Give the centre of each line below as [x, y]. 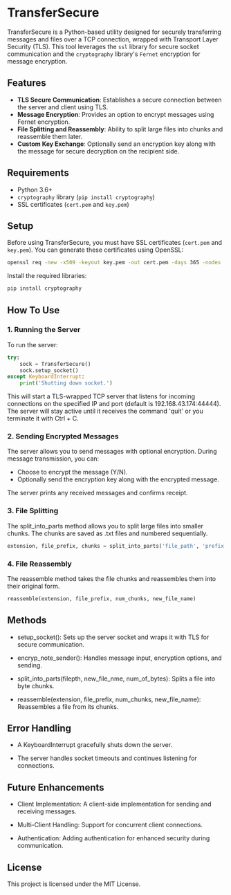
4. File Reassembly [40, 564]
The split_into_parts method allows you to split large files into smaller [105, 526]
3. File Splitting [33, 511]
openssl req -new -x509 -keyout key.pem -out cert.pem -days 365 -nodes [114, 263]
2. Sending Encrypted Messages [63, 436]
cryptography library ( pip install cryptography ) [86, 197]
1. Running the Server [44, 330]
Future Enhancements [56, 787]
